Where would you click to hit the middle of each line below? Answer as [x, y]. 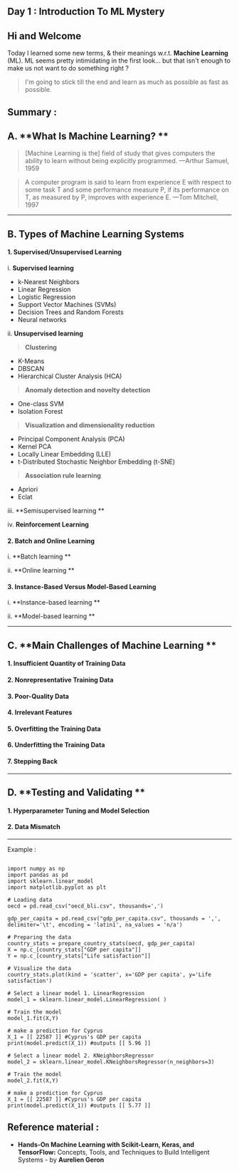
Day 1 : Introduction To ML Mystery [86, 12]
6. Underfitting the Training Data [56, 745]
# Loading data [30, 900]
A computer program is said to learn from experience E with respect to [128, 182]
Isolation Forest [40, 411]
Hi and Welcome [44, 36]
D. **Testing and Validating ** [76, 792]
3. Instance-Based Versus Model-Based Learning [82, 586]
